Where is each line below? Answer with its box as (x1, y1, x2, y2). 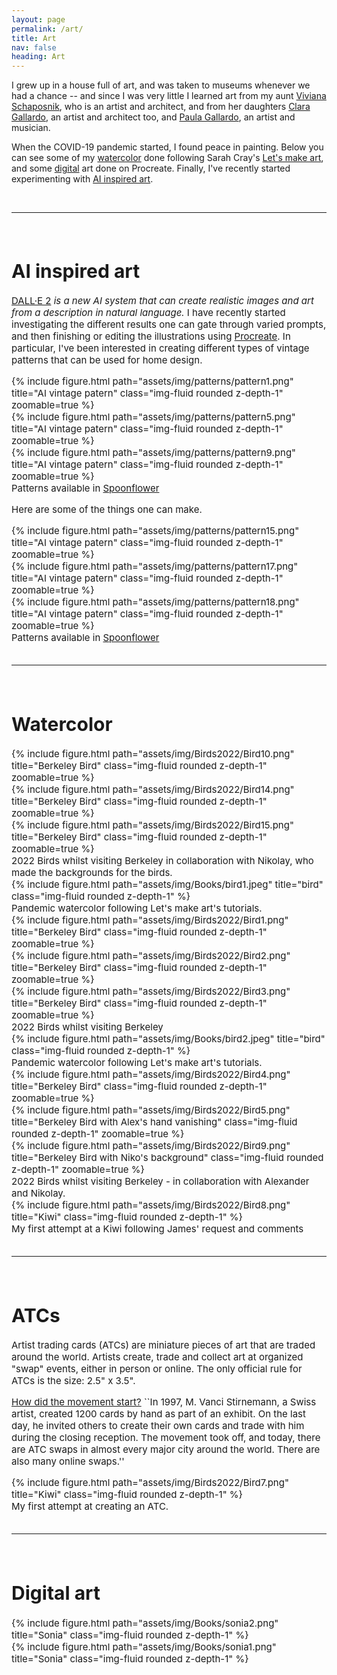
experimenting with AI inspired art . (11, 173, 154, 185)
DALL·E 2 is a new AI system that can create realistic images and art (11, 294, 314, 308)
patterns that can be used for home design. (11, 354, 203, 367)
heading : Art (11, 52, 66, 62)
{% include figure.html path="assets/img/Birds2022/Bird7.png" (11, 1476, 289, 1490)
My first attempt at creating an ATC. (11, 1500, 169, 1513)
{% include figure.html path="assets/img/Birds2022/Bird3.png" (11, 985, 291, 998)
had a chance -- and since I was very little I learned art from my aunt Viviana (11, 90, 327, 102)
